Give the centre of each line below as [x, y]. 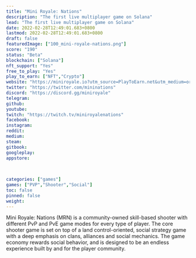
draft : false [22, 39]
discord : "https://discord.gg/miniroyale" [58, 93]
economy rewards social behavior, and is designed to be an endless [87, 242]
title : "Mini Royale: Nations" [44, 11]
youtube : [17, 109]
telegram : [18, 98]
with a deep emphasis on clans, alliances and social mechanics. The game [96, 236]
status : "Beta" [24, 55]
